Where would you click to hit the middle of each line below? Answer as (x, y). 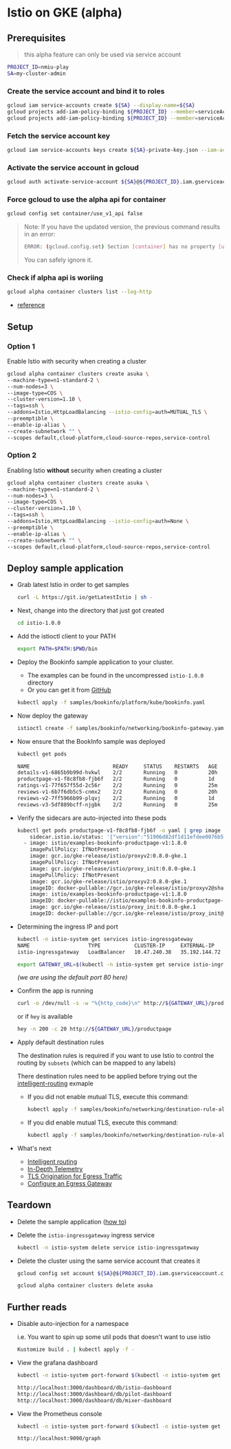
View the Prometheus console (59, 1413)
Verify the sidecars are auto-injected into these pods (92, 818)
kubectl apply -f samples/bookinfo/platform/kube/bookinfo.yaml (111, 703)
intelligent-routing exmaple (55, 1083)
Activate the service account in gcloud (73, 168)
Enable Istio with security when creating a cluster (77, 361)
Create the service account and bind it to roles (86, 91)
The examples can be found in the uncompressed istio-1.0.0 (115, 675)
